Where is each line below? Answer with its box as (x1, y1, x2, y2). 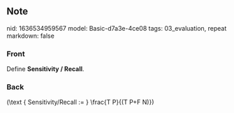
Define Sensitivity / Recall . (6, 65, 85, 73)
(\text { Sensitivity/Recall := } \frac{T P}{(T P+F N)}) (6, 98, 154, 107)
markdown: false (6, 31, 55, 40)
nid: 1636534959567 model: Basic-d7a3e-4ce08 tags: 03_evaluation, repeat (6, 24, 227, 32)
